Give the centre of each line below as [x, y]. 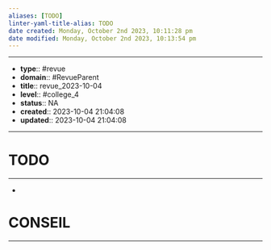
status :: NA [39, 103]
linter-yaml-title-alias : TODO [61, 23]
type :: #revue [43, 69]
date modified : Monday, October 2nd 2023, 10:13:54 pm [102, 38]
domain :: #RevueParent [59, 77]
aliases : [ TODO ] [35, 16]
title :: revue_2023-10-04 [61, 86]
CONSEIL [40, 223]
